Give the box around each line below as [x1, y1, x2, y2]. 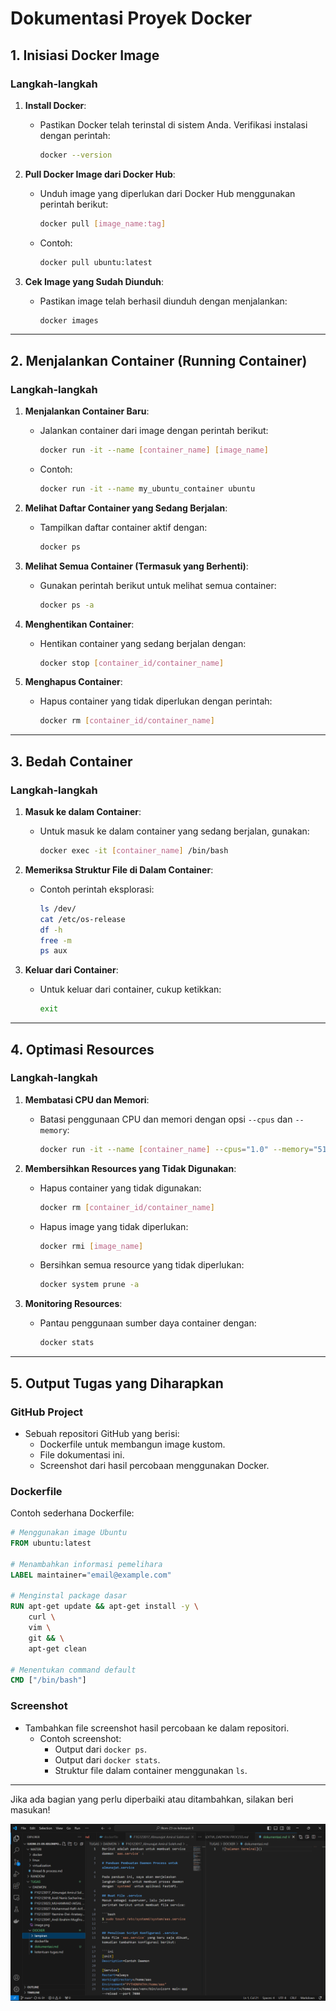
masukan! [10, 1803, 51, 1816]
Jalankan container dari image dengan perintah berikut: [39, 425, 269, 437]
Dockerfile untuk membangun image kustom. [39, 1438, 226, 1450]
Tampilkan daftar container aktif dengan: [39, 521, 208, 533]
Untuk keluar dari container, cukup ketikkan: [39, 983, 222, 996]
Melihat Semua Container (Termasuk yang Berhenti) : [24, 560, 249, 572]
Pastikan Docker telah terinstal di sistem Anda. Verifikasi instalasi [39, 118, 308, 131]
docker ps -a [39, 600, 95, 610]
